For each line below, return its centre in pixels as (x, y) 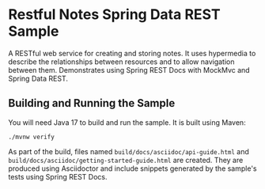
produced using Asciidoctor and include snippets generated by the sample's (132, 168)
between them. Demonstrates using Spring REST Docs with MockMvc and (129, 70)
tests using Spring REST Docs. (58, 176)
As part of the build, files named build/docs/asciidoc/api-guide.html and (129, 151)
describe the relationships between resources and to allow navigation (121, 62)
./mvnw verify (32, 137)
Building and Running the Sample (92, 103)
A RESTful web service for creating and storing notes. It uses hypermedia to (132, 53)
